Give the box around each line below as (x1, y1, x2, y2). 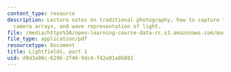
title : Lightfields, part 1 (7, 49, 88, 56)
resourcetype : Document (7, 42, 76, 49)
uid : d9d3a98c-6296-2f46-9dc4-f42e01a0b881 (7, 55, 134, 62)
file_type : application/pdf (7, 36, 88, 43)
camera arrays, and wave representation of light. (13, 23, 162, 29)
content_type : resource (7, 10, 76, 17)
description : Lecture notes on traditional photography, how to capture (7, 16, 220, 23)
